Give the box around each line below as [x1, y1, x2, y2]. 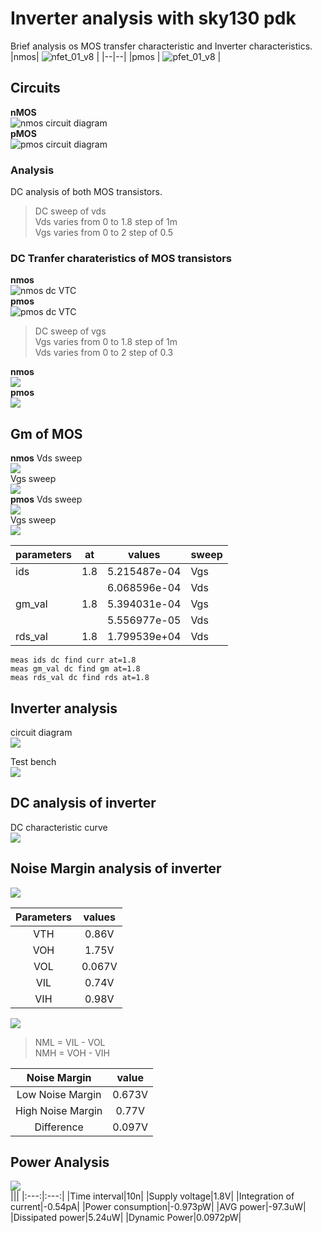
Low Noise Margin [16, 1087, 102, 1101]
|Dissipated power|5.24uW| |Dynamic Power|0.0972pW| [10, 1212, 242, 1224]
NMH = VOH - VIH [34, 1047, 110, 1059]
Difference [34, 1120, 84, 1134]
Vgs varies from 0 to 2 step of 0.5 [34, 227, 174, 239]
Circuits [10, 80, 61, 97]
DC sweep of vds [34, 205, 107, 217]
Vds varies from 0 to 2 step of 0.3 [34, 347, 174, 359]
